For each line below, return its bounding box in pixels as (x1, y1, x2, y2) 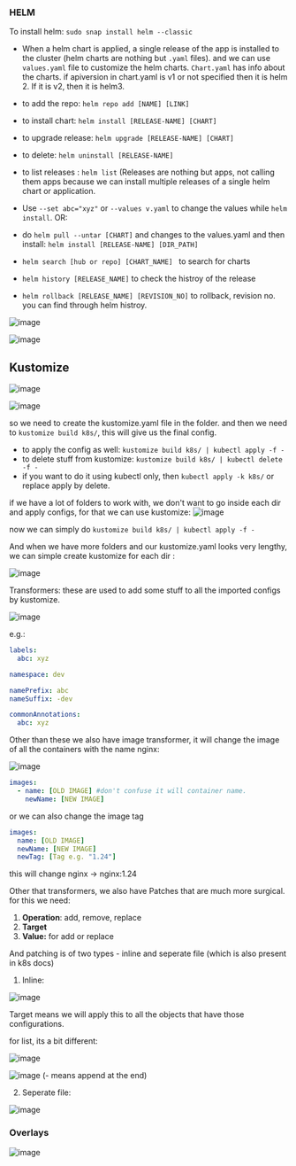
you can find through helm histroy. (21, 299, 148, 311)
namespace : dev (9, 670, 65, 679)
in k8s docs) (9, 958, 55, 968)
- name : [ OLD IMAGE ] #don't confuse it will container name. (17, 787, 247, 796)
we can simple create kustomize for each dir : (9, 551, 175, 562)
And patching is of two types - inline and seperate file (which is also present (9, 948, 287, 959)
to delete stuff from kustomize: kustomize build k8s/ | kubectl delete (21, 454, 283, 464)
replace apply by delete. (21, 480, 110, 491)
